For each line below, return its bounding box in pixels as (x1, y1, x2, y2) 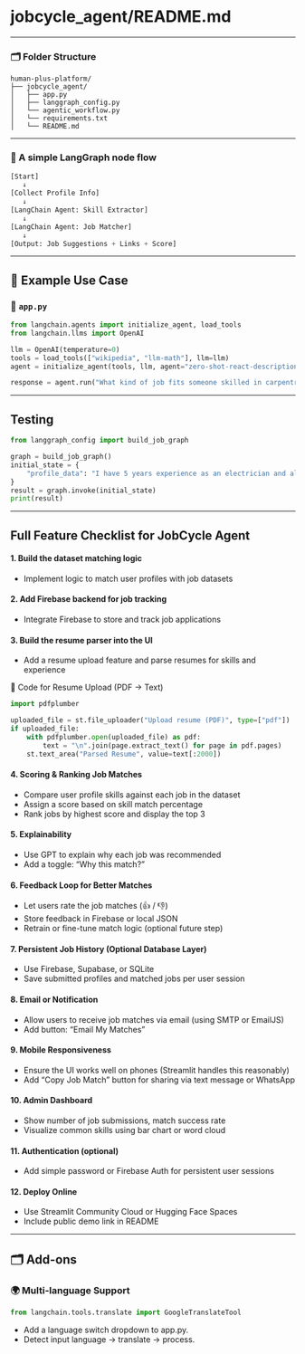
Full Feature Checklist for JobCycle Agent (10, 528, 251, 543)
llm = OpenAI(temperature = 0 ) (10, 345, 120, 354)
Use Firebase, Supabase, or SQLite (23, 964, 155, 975)
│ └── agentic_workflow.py (10, 106, 120, 115)
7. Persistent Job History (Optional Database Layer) (10, 943, 207, 954)
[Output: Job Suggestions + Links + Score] (10, 239, 177, 248)
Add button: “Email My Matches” (23, 1024, 146, 1035)
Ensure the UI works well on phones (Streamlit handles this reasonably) (23, 1064, 291, 1075)
